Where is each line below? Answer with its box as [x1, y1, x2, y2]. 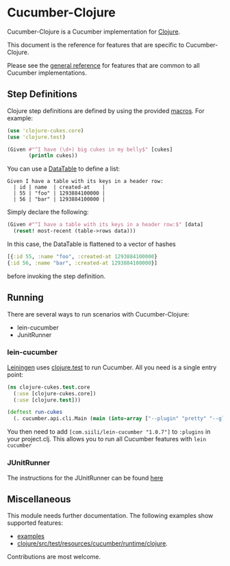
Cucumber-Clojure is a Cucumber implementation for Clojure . [7, 27, 181, 36]
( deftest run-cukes [7, 409, 63, 416]
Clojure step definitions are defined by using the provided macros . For [7, 106, 205, 114]
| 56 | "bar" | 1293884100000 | [13, 196, 106, 203]
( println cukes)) [28, 152, 78, 159]
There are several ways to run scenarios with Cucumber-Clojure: [7, 310, 190, 318]
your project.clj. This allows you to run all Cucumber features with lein [7, 435, 207, 443]
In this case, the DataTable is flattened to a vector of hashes [7, 240, 177, 248]
